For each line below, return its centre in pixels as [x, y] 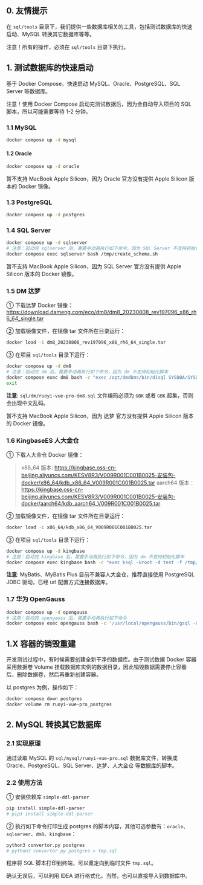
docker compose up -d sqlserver [47, 243]
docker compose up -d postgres [46, 215]
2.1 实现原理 [24, 744]
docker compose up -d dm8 [39, 366]
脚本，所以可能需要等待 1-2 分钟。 [49, 111]
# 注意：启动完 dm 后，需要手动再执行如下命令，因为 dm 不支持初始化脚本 [87, 372]
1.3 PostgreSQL [29, 202]
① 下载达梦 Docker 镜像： [40, 305]
